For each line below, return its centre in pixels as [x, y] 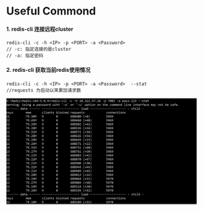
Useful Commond [51, 11]
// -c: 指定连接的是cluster [39, 50]
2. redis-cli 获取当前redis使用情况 [48, 70]
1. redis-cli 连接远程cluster [40, 29]
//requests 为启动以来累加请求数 [44, 90]
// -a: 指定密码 [25, 56]
